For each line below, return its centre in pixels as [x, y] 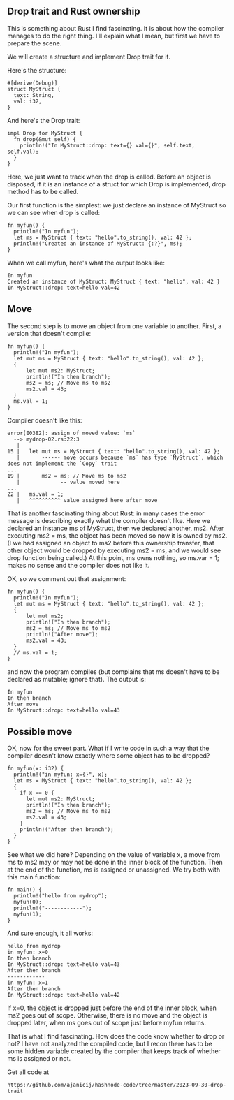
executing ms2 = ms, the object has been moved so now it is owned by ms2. [117, 535]
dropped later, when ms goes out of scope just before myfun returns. [107, 1023]
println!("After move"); [62, 634]
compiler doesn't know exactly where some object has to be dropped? [109, 756]
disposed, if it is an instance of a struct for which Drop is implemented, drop [116, 184]
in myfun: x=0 [28, 953]
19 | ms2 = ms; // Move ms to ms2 [67, 476]
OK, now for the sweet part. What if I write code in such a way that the [108, 748]
